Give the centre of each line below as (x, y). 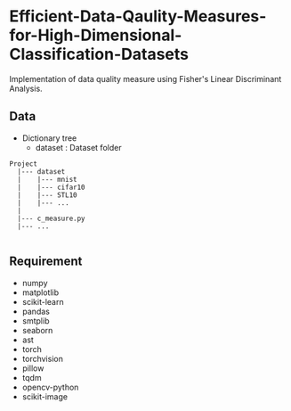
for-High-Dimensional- (96, 35)
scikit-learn (43, 301)
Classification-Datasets (99, 54)
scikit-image (45, 396)
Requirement (46, 262)
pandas (36, 311)
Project (24, 164)
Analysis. (26, 88)
